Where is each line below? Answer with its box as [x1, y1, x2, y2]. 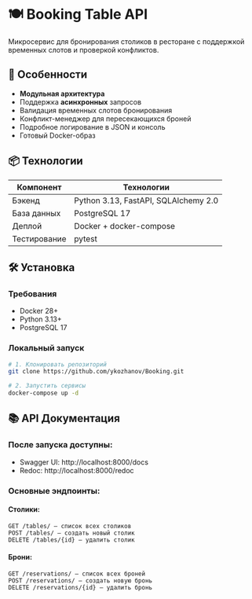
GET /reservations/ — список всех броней [8, 570, 146, 578]
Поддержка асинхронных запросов [19, 97, 142, 106]
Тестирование [12, 233, 67, 244]
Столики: [8, 505, 41, 514]
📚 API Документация [8, 412, 120, 425]
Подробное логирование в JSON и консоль [19, 122, 166, 131]
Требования [8, 288, 57, 299]
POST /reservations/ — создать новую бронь [8, 577, 153, 585]
